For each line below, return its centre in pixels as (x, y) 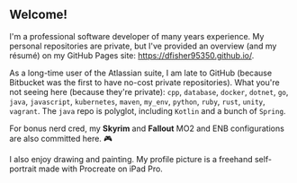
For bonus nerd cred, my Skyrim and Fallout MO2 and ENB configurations (147, 128)
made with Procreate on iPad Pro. (101, 169)
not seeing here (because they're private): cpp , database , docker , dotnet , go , (149, 91)
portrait (23, 169)
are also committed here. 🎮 (61, 138)
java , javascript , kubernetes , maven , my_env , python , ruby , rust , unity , (137, 101)
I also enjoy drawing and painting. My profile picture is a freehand (131, 159)
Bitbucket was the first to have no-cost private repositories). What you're (145, 82)
